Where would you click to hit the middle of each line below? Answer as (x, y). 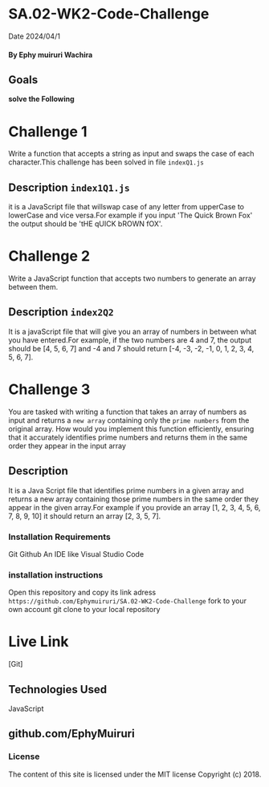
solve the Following (41, 99)
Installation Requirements (59, 537)
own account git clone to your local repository (84, 610)
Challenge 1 (48, 131)
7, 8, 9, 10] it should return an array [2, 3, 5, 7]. (85, 516)
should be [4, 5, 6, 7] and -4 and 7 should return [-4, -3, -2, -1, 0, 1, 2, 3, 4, (131, 348)
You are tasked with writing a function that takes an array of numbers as (128, 412)
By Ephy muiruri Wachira (51, 55)
